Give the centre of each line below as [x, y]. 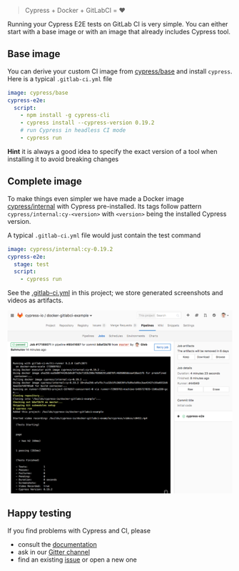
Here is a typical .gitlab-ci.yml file [60, 78]
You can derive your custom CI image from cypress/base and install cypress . [120, 71]
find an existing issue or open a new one [77, 560]
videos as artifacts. [35, 300]
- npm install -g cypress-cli [65, 115]
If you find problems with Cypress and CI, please [79, 530]
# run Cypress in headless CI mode [73, 130]
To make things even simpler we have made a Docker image [96, 198]
